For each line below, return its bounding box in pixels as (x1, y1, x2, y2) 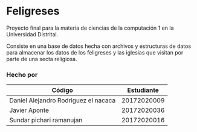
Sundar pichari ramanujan (9, 116, 83, 125)
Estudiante (127, 86, 159, 94)
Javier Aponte (9, 106, 50, 114)
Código (51, 86, 74, 94)
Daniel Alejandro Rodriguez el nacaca (9, 96, 116, 105)
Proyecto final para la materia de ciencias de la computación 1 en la (6, 24, 174, 31)
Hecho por (6, 70, 38, 79)
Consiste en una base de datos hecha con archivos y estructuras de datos (6, 42, 192, 50)
